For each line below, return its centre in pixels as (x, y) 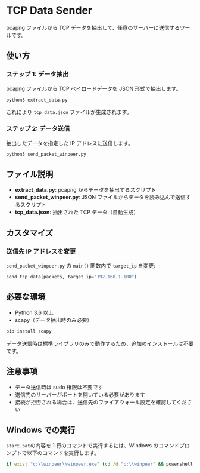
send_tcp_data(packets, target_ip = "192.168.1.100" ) (71, 277)
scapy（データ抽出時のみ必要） (54, 320)
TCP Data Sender (49, 10)
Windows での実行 (41, 430)
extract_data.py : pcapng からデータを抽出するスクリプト (85, 190)
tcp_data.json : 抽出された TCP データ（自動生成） (77, 212)
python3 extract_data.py (37, 100)
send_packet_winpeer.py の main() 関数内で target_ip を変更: (81, 266)
